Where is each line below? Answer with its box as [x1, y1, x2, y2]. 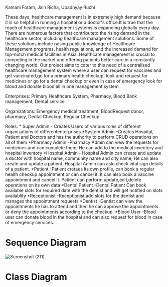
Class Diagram [5, 271, 68, 283]
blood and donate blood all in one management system [5, 83, 119, 89]
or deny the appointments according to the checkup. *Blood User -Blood [5, 209, 156, 215]
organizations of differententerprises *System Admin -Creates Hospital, [5, 129, 154, 135]
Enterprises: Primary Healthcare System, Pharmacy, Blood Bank [5, 93, 137, 99]
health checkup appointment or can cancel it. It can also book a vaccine [5, 171, 154, 177]
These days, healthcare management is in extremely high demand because [5, 14, 160, 20]
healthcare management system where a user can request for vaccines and [5, 67, 161, 73]
